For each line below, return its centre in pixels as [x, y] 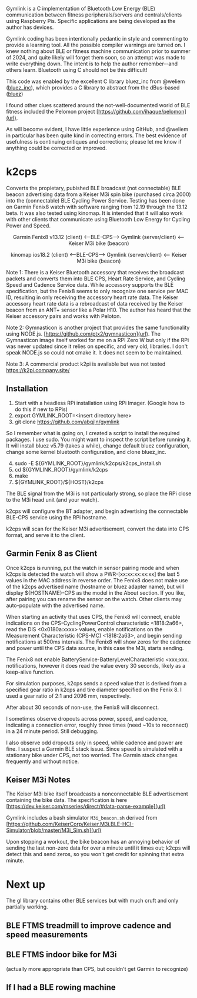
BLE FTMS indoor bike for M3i [61, 955]
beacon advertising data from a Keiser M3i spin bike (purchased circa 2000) [98, 194]
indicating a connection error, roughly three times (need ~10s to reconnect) [97, 725]
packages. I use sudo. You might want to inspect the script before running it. [99, 439]
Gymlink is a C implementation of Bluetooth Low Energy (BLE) [81, 9]
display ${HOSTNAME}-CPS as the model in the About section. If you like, [96, 593]
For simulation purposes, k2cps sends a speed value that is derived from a [96, 683]
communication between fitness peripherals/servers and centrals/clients [94, 15]
